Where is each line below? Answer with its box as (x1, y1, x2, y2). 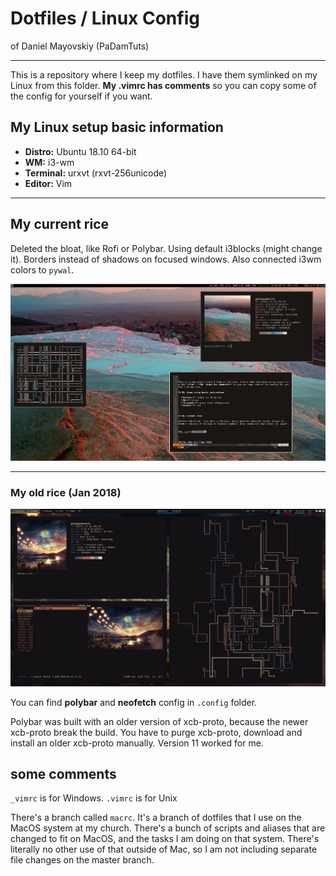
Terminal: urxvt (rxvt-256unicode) (24, 167, 168, 179)
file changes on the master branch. (10, 854, 155, 866)
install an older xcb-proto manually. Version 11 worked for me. (10, 737, 264, 749)
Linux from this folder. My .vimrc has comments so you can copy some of (10, 79, 317, 91)
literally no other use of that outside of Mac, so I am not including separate (10, 843, 318, 856)
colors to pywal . (10, 263, 75, 276)
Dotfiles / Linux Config (10, 7, 200, 30)
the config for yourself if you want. (10, 90, 153, 102)
